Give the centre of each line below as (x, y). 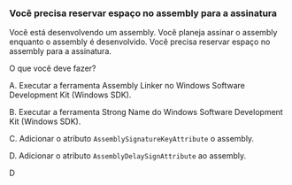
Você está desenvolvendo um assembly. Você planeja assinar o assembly (143, 33)
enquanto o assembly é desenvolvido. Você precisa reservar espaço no (140, 42)
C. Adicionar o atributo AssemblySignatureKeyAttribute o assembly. (132, 139)
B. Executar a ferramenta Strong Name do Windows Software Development (146, 112)
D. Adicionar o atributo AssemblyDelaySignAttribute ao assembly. (128, 156)
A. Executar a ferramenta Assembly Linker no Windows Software (127, 86)
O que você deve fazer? (53, 68)
